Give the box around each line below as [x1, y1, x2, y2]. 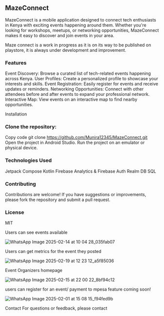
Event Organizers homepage [5, 268, 62, 273]
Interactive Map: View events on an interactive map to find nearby [5, 96, 138, 102]
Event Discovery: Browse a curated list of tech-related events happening [5, 70, 151, 76]
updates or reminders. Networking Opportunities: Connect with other [5, 86, 144, 92]
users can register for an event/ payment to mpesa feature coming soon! [5, 286, 151, 293]
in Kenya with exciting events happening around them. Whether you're [5, 22, 146, 28]
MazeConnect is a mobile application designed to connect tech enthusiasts [5, 17, 156, 23]
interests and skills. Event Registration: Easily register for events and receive [5, 81, 159, 87]
